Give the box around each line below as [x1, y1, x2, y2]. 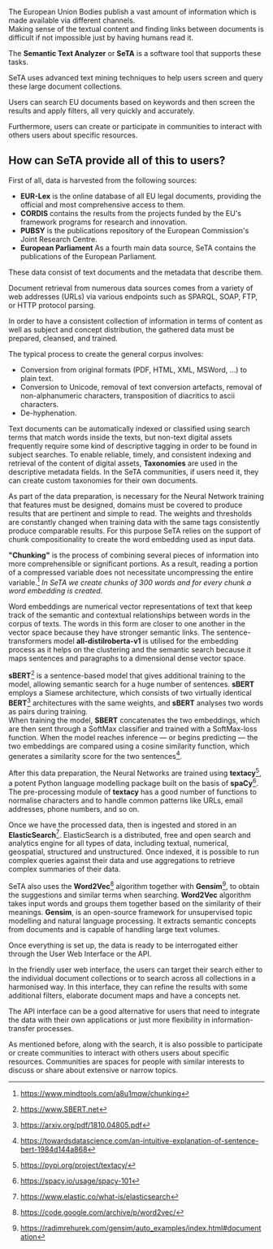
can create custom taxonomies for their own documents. [8, 475, 198, 485]
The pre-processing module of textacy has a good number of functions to [8, 787, 258, 796]
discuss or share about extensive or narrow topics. [8, 1065, 179, 1075]
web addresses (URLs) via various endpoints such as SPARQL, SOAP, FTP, [8, 292, 258, 301]
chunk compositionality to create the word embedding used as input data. [8, 534, 256, 544]
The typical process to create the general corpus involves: [8, 349, 204, 358]
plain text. [19, 373, 54, 383]
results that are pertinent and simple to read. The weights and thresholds [8, 508, 253, 518]
